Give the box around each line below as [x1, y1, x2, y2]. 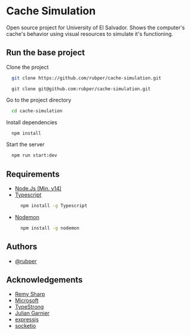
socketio [14, 322, 36, 330]
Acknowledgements [6, 275, 83, 285]
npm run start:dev [11, 152, 58, 159]
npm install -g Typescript [20, 203, 88, 209]
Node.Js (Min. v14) [14, 185, 61, 192]
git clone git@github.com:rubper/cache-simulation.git [11, 85, 151, 92]
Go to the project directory [6, 96, 72, 103]
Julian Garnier [14, 309, 50, 317]
